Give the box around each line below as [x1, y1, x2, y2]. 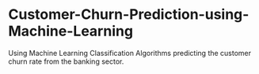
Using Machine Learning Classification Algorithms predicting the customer [8, 48, 252, 57]
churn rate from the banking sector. [8, 57, 124, 66]
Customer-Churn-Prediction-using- [8, 6, 249, 24]
